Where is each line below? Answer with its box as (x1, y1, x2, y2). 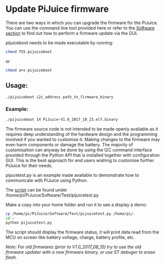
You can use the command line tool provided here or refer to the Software (5, 25, 155, 31)
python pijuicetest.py (5, 220, 52, 225)
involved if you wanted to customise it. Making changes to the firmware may (5, 136, 160, 142)
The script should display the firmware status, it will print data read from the (5, 229, 159, 235)
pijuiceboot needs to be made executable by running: (5, 39, 113, 45)
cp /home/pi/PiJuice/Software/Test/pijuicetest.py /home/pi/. (5, 211, 136, 216)
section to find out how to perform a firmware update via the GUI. (5, 30, 138, 36)
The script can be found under (5, 187, 68, 193)
